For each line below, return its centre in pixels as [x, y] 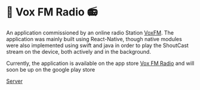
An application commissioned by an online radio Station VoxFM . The [90, 32]
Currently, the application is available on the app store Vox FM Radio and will [100, 63]
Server [14, 81]
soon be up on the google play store [51, 69]
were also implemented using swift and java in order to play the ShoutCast [98, 45]
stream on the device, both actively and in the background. [79, 51]
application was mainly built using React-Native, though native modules [94, 39]
